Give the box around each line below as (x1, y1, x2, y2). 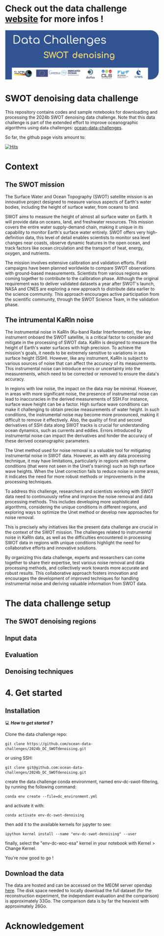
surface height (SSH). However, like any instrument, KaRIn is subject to (5, 355, 148, 361)
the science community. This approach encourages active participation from (5, 291, 160, 297)
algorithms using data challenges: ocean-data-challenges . (5, 125, 123, 130)
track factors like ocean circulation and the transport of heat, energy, (5, 245, 144, 251)
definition (5, 234, 24, 240)
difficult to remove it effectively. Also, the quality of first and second (5, 417, 142, 423)
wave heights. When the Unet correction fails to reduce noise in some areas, (5, 468, 160, 474)
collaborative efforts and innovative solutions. (5, 545, 97, 551)
